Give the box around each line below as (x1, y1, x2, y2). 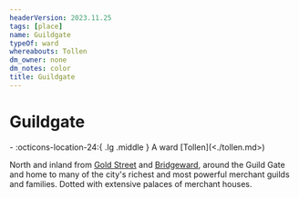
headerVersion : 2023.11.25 (9, 13, 112, 23)
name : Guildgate (9, 30, 71, 39)
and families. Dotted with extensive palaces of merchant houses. (9, 178, 253, 189)
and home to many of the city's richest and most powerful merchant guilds (9, 169, 290, 180)
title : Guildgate (9, 73, 76, 82)
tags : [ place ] (9, 22, 64, 31)
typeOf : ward (9, 38, 59, 48)
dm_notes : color (9, 64, 71, 74)
